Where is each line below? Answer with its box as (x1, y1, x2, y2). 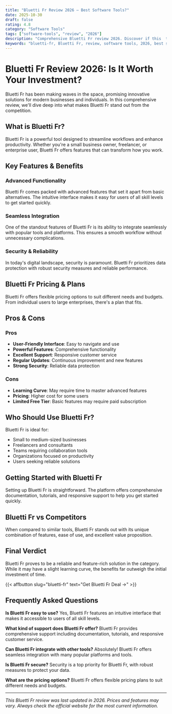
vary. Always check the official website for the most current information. (5, 702, 159, 709)
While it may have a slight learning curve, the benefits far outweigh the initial (5, 566, 167, 572)
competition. (5, 107, 32, 114)
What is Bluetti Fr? (5, 122, 65, 131)
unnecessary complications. (5, 235, 65, 241)
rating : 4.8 (5, 22, 31, 27)
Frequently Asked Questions (5, 596, 99, 605)
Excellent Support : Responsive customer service (12, 352, 117, 358)
